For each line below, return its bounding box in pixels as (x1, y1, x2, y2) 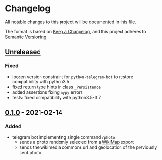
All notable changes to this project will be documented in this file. (5, 19, 137, 25)
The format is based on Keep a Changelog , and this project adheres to (5, 28, 146, 34)
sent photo (19, 150, 41, 156)
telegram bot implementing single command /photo (12, 134, 116, 140)
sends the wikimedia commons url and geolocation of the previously (19, 144, 157, 150)
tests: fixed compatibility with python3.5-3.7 (12, 94, 101, 100)
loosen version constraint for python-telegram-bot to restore (12, 74, 133, 80)
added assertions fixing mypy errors (12, 89, 83, 95)
